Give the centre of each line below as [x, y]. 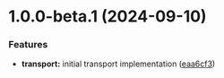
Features [28, 45]
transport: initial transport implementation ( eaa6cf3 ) [118, 64]
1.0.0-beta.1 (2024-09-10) [108, 17]
